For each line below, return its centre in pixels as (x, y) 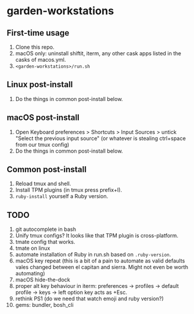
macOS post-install (43, 118)
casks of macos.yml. (41, 60)
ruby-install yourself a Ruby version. (62, 196)
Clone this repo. (35, 47)
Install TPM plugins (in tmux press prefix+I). (69, 190)
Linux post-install (40, 85)
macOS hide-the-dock (43, 280)
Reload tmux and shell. (43, 184)
